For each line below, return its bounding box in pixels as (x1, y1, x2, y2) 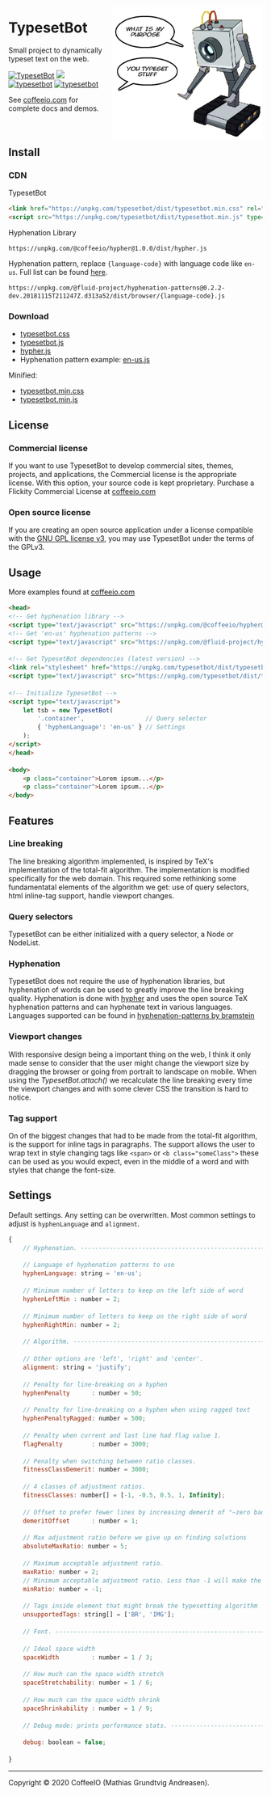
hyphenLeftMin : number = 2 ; (23, 1295, 121, 1303)
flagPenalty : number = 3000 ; (23, 1440, 150, 1448)
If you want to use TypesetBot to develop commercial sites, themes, (8, 460, 234, 471)
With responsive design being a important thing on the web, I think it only (8, 1050, 252, 1059)
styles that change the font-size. (8, 1165, 117, 1175)
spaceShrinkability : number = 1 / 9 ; (23, 1704, 153, 1713)
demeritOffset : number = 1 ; (23, 1517, 139, 1525)
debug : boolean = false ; (23, 1738, 106, 1746)
